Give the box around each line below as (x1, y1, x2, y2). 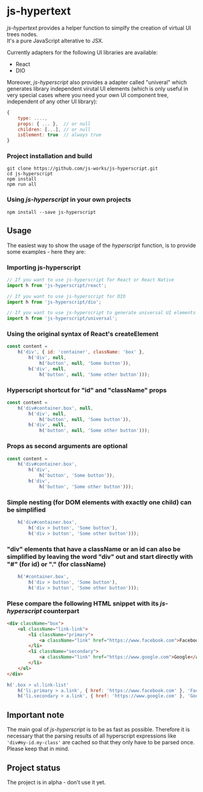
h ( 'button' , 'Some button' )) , (39, 472, 115, 478)
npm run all (7, 181, 37, 188)
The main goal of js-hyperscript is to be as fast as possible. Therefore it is (7, 726, 190, 733)
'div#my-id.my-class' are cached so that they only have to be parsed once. (7, 739, 195, 746)
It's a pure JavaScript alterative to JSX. (7, 37, 104, 44)
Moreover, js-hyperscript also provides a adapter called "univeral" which (7, 79, 187, 86)
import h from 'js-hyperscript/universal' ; (7, 315, 118, 321)
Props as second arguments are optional (7, 442, 128, 451)
